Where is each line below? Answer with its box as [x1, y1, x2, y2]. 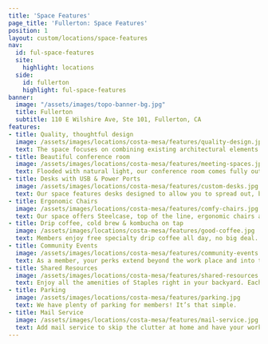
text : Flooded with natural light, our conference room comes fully [15, 168, 248, 176]
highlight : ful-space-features [22, 85, 127, 94]
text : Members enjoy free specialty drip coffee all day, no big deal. [15, 235, 259, 243]
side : [15, 71, 34, 79]
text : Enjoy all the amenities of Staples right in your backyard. [15, 279, 245, 287]
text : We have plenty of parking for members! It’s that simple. [15, 301, 238, 309]
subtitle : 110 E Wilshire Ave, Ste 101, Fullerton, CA [15, 116, 202, 124]
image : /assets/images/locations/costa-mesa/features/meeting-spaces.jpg [15, 160, 266, 168]
